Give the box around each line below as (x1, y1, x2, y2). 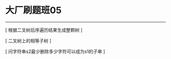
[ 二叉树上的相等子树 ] (5, 37, 52, 43)
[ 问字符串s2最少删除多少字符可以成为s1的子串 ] (5, 48, 105, 54)
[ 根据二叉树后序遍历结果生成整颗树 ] (5, 27, 83, 33)
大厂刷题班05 (5, 5, 62, 16)
